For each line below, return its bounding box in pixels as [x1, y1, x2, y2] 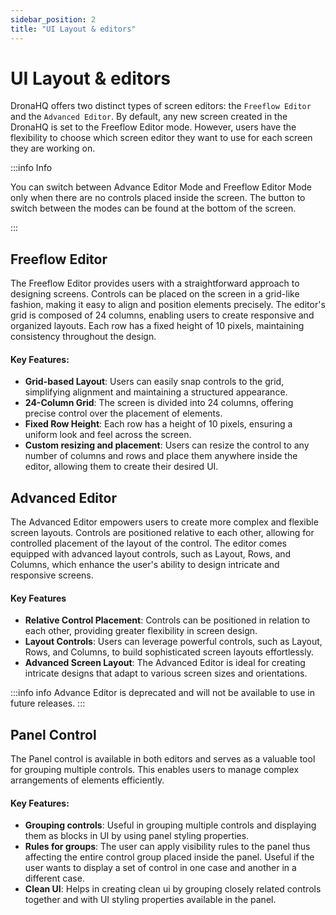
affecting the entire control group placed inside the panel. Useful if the [24, 851, 315, 863]
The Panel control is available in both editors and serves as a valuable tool [10, 753, 316, 765]
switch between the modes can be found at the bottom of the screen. [10, 202, 297, 215]
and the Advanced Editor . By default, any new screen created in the [10, 111, 288, 123]
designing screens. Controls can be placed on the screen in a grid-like [10, 288, 300, 300]
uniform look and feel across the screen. [24, 429, 192, 441]
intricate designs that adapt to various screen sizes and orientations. [24, 667, 308, 680]
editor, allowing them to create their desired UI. [24, 461, 219, 473]
